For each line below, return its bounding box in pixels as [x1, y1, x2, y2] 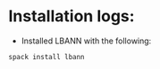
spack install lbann [8, 52, 86, 61]
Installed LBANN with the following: [21, 35, 152, 46]
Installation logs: [8, 6, 135, 27]
